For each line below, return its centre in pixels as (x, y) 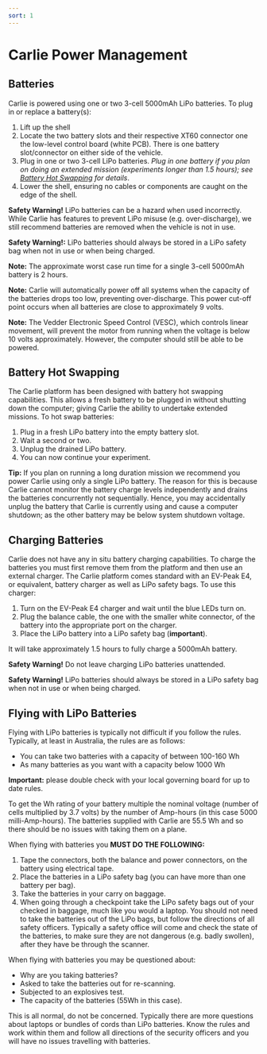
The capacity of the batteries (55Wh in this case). (101, 1001)
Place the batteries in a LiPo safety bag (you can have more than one (133, 877)
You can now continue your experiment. (85, 458)
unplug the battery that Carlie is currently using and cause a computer (123, 507)
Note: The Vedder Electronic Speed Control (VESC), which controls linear (128, 322)
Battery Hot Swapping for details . (74, 178)
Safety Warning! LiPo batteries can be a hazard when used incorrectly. (125, 210)
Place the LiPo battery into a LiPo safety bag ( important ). (114, 634)
